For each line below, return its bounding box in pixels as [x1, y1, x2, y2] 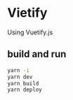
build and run [7, 48, 67, 60]
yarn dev [7, 73, 33, 80]
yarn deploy [7, 86, 42, 94]
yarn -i [7, 66, 30, 74]
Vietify [7, 5, 48, 21]
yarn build [7, 80, 39, 87]
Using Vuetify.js [7, 28, 53, 36]
